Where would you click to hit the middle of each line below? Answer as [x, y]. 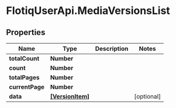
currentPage [27, 87]
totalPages [24, 77]
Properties [26, 32]
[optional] [148, 96]
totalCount [24, 58]
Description [112, 49]
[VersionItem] [70, 96]
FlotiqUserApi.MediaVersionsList [88, 11]
